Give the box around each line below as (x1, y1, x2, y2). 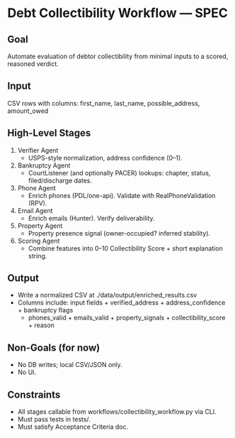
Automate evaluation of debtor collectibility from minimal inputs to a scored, (7, 52, 229, 60)
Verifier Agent (17, 146, 59, 154)
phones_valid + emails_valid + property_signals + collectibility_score (28, 314, 226, 322)
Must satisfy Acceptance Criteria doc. (17, 422, 129, 431)
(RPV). (28, 199, 47, 207)
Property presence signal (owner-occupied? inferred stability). (28, 229, 211, 237)
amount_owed (7, 106, 49, 115)
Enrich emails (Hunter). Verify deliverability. (28, 214, 155, 222)
